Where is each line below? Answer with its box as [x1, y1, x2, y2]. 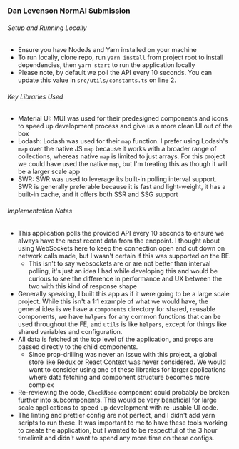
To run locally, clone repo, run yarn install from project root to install [17, 53, 223, 62]
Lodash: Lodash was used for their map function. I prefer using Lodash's [17, 137, 228, 146]
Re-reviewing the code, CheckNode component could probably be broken [17, 388, 230, 396]
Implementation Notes [7, 206, 73, 215]
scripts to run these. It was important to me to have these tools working [17, 418, 228, 427]
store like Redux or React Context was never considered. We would [28, 358, 227, 366]
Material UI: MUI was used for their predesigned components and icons [17, 114, 228, 123]
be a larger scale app [17, 167, 81, 176]
